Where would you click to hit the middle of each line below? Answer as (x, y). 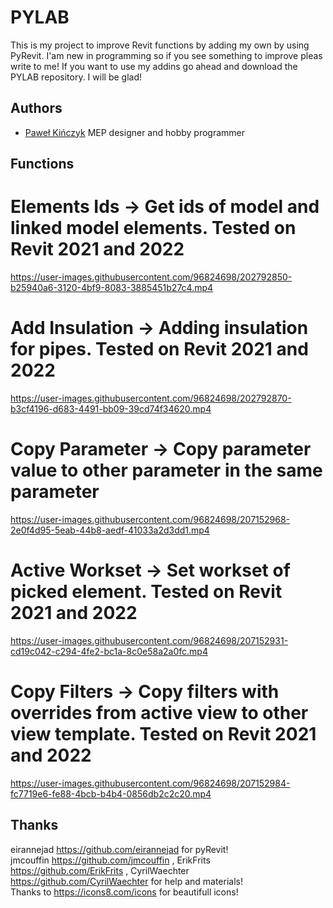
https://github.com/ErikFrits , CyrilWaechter (100, 870)
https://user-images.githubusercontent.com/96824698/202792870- (151, 398)
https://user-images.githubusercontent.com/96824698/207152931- (149, 640)
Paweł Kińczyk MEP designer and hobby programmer (135, 132)
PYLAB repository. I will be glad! (76, 77)
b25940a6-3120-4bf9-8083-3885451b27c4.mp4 (112, 288)
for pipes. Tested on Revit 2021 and (159, 349)
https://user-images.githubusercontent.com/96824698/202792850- (151, 277)
